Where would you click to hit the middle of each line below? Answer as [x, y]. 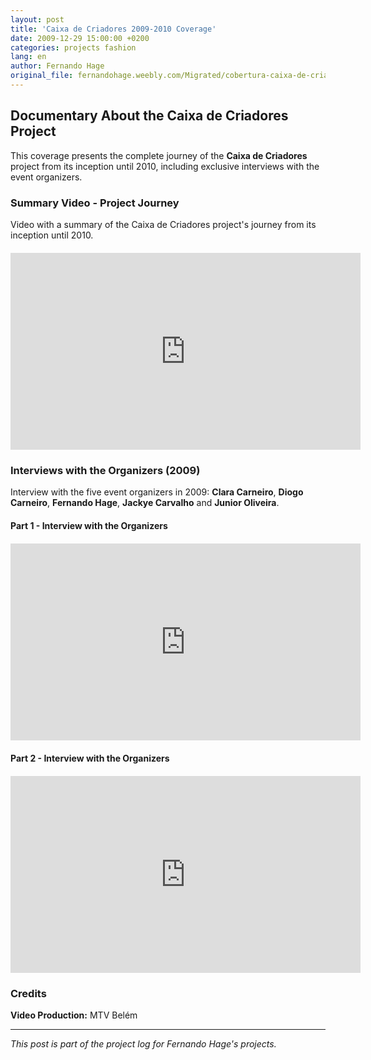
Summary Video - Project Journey [95, 203]
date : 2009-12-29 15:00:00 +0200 [80, 38]
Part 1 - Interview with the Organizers [89, 525]
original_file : [42, 76]
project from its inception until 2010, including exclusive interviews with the [165, 166]
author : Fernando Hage [57, 66]
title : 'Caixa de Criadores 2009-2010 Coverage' [113, 29]
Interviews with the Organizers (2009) [105, 470]
